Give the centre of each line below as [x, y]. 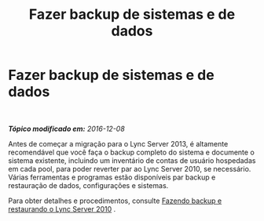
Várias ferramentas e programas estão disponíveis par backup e [112, 177]
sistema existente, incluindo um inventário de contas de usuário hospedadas [132, 160]
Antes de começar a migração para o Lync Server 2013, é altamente [118, 143]
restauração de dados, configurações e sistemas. [88, 185]
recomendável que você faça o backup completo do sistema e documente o [132, 152]
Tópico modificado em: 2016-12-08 [67, 129]
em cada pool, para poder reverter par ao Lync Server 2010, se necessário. [130, 168]
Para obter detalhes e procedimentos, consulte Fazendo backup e [115, 201]
